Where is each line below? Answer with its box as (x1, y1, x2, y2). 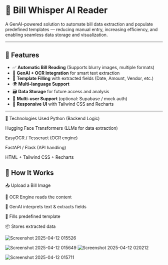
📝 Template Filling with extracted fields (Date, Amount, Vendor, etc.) (12, 75, 154, 81)
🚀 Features (5, 51, 39, 60)
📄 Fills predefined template (5, 213, 61, 219)
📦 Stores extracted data (5, 223, 56, 229)
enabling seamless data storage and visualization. (5, 32, 108, 38)
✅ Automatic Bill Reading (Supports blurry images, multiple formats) (12, 64, 155, 70)
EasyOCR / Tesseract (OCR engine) (5, 135, 78, 141)
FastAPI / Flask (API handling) (5, 144, 66, 150)
